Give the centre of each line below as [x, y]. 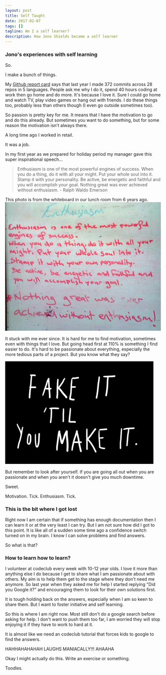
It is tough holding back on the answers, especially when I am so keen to [79, 599]
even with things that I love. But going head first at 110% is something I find [82, 344]
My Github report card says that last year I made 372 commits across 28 [79, 85]
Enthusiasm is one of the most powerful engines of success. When [85, 169]
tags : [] [14, 26]
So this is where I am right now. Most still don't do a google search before [80, 614]
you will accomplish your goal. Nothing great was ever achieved [82, 185]
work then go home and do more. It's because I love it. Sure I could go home [83, 95]
